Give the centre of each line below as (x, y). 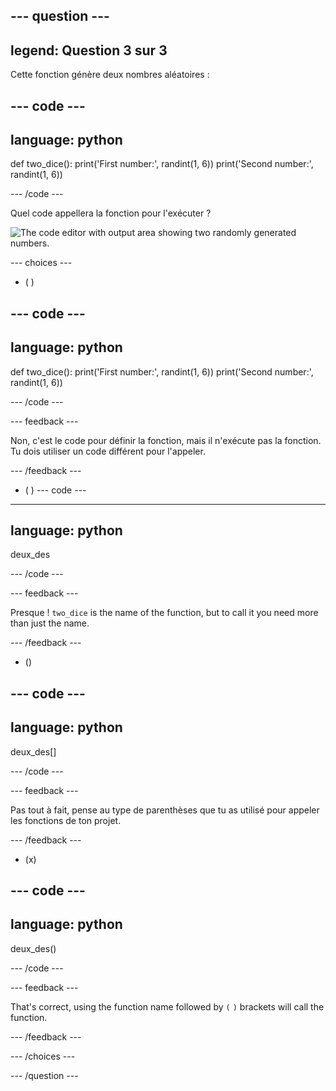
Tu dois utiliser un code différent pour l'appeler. (108, 451)
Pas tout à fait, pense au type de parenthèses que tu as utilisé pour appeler (165, 810)
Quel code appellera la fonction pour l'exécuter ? (111, 213)
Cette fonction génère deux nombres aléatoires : (110, 75)
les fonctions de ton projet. (66, 820)
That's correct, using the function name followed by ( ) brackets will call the (167, 1006)
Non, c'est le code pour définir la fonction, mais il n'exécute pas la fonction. (166, 440)
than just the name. (50, 623)
